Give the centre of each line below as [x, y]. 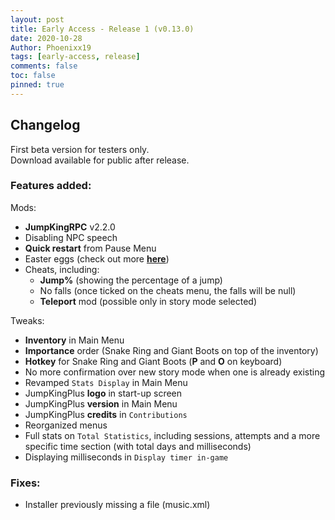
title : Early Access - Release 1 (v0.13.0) [102, 29]
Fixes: [25, 483]
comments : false [44, 66]
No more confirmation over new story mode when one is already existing [174, 372]
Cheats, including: [62, 269]
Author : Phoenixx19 [51, 47]
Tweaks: [27, 320]
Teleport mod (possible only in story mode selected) [148, 301]
